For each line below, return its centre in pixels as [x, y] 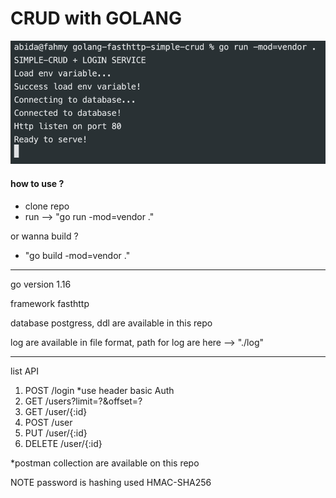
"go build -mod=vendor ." [77, 255]
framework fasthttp [50, 303]
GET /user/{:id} [56, 411]
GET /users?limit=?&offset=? [83, 401]
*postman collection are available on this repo [105, 463]
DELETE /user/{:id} [63, 443]
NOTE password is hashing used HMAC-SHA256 [111, 482]
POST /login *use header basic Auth [99, 390]
